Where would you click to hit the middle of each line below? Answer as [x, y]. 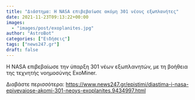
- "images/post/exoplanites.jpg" [53, 28]
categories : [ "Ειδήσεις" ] [38, 39]
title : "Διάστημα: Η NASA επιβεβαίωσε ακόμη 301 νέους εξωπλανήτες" [92, 11]
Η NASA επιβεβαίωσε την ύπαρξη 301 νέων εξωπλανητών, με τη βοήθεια [97, 66]
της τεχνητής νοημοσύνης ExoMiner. [52, 73]
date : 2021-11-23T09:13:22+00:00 [47, 17]
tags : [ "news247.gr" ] [33, 45]
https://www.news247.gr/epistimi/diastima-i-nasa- [127, 84]
